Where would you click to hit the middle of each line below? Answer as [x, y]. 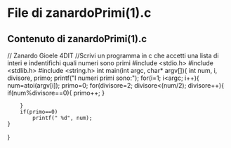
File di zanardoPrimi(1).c [79, 13]
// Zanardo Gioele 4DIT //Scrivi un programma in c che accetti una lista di [113, 55]
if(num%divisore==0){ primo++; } [56, 93]
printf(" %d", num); [62, 118]
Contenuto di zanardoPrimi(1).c [77, 39]
